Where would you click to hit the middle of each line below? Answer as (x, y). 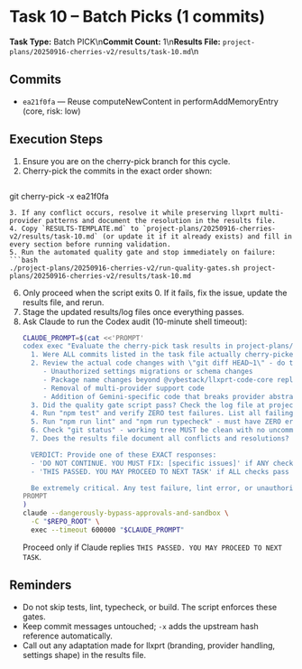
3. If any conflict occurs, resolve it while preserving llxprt (133, 213)
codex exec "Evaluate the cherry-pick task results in (128, 346)
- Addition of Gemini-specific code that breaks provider (154, 396)
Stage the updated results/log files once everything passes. (133, 311)
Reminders (41, 585)
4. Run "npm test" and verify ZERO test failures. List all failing (162, 413)
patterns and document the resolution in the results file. (161, 220)
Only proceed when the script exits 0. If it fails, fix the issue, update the (155, 293)
